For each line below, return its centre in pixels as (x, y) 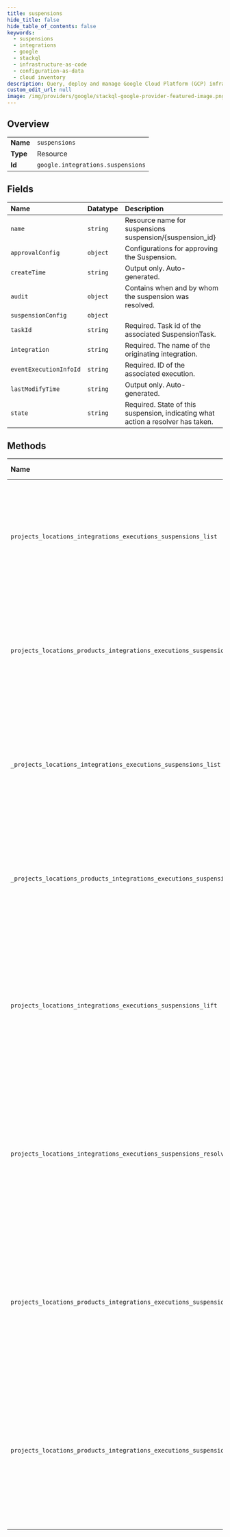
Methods (27, 446)
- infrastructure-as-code (50, 64)
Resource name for (155, 220)
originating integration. (161, 354)
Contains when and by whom (172, 287)
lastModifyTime (35, 389)
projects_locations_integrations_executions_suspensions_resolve (119, 1154)
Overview (28, 124)
